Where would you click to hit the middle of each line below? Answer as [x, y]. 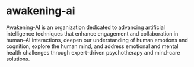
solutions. [18, 59]
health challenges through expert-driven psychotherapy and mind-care [93, 52]
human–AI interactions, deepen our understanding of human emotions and [97, 40]
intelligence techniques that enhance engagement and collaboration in [92, 33]
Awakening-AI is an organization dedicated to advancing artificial [85, 27]
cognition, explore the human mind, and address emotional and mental [93, 46]
